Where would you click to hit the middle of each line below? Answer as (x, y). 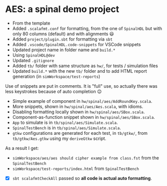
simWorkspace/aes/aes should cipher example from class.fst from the (85, 158)
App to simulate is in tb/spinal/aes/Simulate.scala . (65, 122)
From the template (31, 23)
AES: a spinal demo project (62, 9)
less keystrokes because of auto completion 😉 (53, 91)
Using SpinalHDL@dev (33, 55)
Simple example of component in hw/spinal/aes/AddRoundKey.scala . (82, 101)
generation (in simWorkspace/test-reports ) (56, 76)
